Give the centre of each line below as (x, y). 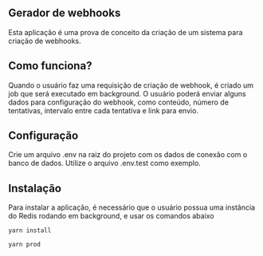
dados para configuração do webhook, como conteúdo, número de (119, 102)
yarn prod (25, 245)
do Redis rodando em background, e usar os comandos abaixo (111, 216)
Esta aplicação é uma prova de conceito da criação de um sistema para (126, 32)
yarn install (30, 230)
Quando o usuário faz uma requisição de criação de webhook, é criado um (131, 85)
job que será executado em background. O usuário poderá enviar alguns (127, 93)
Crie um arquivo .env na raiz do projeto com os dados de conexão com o (128, 155)
